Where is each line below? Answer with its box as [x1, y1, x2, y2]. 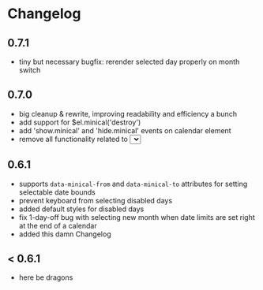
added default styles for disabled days [18, 204, 145, 214]
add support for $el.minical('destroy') [18, 117, 141, 127]
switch [18, 65, 41, 75]
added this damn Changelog [18, 229, 111, 239]
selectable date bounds [18, 187, 96, 197]
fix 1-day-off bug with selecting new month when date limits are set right [18, 212, 255, 221]
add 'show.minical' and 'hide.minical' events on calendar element [18, 125, 231, 135]
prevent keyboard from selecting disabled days [18, 195, 173, 205]
